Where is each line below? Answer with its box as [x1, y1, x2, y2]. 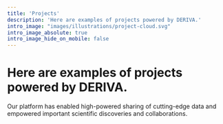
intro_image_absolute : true [7, 29, 88, 36]
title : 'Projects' [7, 10, 60, 17]
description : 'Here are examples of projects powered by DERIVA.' [7, 16, 202, 23]
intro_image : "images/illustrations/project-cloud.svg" [7, 23, 171, 29]
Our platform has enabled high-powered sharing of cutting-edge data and [7, 102, 217, 110]
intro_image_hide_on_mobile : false [7, 36, 109, 42]
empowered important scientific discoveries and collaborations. [7, 110, 188, 118]
